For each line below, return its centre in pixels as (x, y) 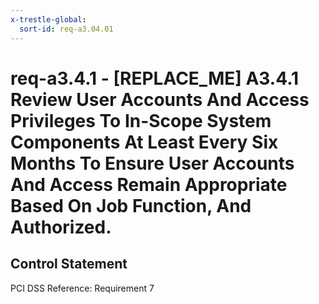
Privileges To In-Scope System (141, 120)
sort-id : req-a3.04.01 (66, 29)
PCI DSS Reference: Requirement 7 (82, 288)
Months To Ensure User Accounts (152, 163)
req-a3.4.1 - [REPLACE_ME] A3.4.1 (155, 78)
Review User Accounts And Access (160, 99)
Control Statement (69, 264)
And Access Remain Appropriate (149, 184)
